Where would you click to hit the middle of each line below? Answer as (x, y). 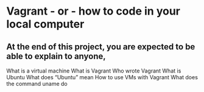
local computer (45, 24)
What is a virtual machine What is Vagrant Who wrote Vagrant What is (94, 71)
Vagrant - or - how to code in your (93, 11)
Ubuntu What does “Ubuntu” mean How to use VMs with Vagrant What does (102, 77)
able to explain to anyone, (56, 56)
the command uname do (37, 84)
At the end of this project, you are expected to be (101, 47)
